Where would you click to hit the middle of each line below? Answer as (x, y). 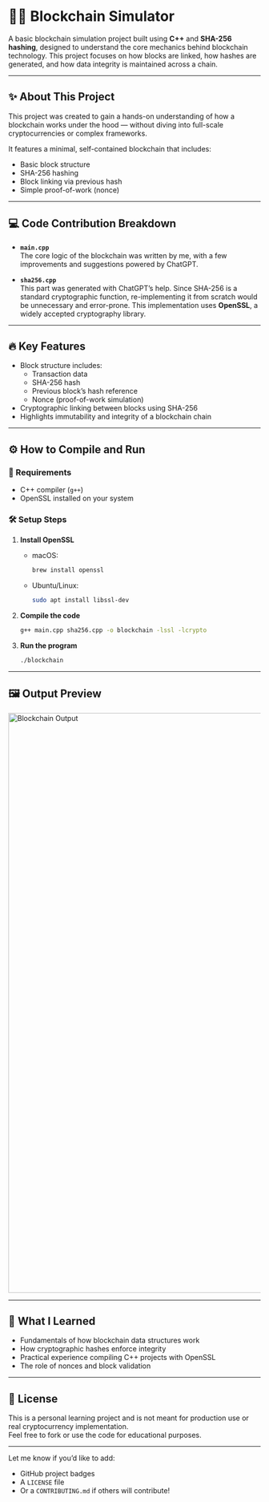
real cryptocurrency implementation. (68, 1427)
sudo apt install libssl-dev (80, 601)
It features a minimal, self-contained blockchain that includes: (110, 148)
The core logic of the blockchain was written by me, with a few (123, 255)
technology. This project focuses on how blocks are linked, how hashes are (132, 55)
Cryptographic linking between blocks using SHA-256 (109, 408)
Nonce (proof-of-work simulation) (88, 399)
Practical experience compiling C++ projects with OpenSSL (118, 1358)
